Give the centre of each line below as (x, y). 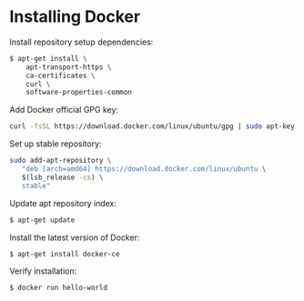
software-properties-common (79, 93)
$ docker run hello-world (58, 288)
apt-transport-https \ (69, 67)
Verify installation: (43, 271)
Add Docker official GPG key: (64, 110)
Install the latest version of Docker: (75, 237)
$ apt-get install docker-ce (65, 254)
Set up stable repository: (56, 144)
